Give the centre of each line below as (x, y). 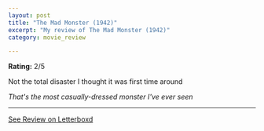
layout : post (29, 15)
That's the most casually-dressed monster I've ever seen (101, 97)
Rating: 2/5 (27, 67)
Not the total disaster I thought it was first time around (95, 82)
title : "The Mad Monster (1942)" (63, 23)
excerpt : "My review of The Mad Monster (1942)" (89, 30)
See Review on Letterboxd (51, 119)
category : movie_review (47, 37)
